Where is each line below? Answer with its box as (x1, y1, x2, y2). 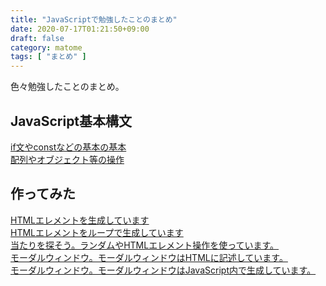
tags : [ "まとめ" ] (10, 52, 87, 62)
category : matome (10, 42, 83, 53)
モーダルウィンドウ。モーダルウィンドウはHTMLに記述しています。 (10, 251, 288, 263)
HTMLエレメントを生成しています (10, 214, 150, 226)
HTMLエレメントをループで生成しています (10, 226, 184, 238)
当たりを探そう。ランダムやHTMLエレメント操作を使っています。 (10, 239, 280, 251)
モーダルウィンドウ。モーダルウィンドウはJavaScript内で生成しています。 (10, 264, 317, 276)
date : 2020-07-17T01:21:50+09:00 (10, 24, 150, 34)
